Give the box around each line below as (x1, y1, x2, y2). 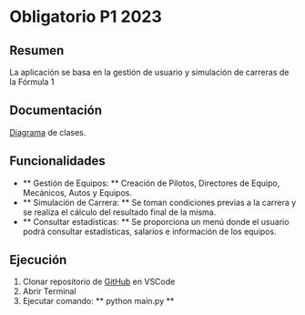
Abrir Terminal (22, 286, 76, 297)
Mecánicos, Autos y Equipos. (22, 187, 132, 198)
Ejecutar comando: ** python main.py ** (22, 296, 175, 307)
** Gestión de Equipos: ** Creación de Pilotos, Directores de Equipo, (22, 178, 280, 188)
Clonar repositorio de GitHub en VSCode (22, 276, 176, 288)
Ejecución (9, 252, 67, 268)
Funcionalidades (9, 153, 107, 169)
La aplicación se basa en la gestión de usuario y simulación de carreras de (9, 66, 290, 77)
